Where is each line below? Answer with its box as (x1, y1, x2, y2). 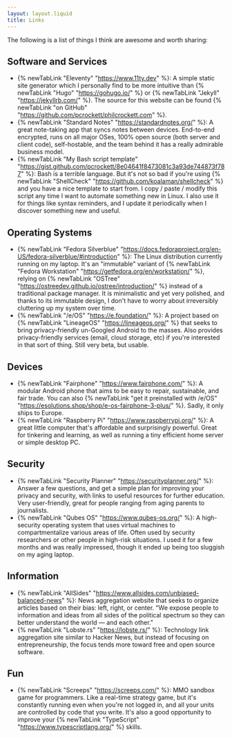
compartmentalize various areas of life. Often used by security (17, 528, 195, 536)
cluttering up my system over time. (17, 304, 116, 313)
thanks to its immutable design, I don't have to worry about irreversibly (17, 297, 219, 305)
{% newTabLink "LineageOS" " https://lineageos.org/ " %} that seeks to (17, 319, 217, 327)
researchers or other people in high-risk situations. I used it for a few (17, 535, 213, 544)
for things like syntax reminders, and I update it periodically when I (17, 199, 207, 208)
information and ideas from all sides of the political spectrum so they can (17, 610, 225, 619)
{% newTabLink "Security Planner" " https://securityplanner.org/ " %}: (17, 476, 214, 485)
